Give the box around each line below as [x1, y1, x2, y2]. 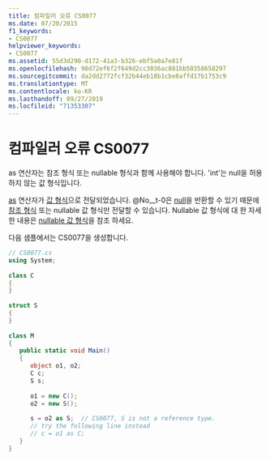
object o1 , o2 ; [29, 362, 82, 370]
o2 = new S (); [29, 399, 79, 407]
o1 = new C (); [29, 392, 79, 400]
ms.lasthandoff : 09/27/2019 [8, 95, 104, 103]
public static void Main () [19, 347, 111, 355]
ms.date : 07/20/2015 [8, 19, 79, 28]
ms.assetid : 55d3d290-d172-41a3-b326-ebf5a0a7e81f [8, 57, 183, 66]
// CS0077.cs [8, 249, 53, 258]
